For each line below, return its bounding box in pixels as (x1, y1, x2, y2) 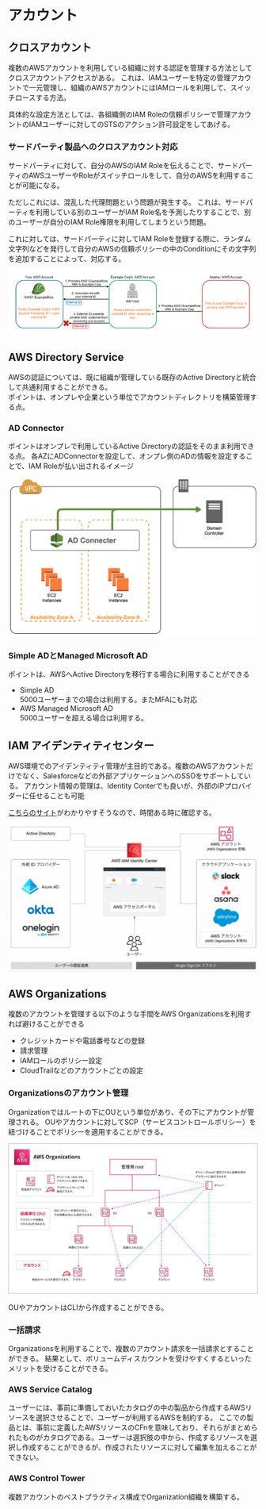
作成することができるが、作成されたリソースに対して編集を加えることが (21, 1442, 257, 1452)
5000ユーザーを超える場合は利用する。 (19, 713, 148, 723)
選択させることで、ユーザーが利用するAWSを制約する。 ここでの (35, 1413, 247, 1423)
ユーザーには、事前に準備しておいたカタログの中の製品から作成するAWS (8, 1403, 245, 1412)
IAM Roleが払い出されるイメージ (28, 461, 135, 471)
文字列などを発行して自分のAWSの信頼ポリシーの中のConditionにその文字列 (8, 244, 256, 254)
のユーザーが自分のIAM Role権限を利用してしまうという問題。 (8, 217, 211, 227)
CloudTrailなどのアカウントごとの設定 (19, 1066, 144, 1075)
